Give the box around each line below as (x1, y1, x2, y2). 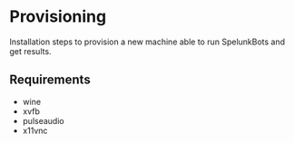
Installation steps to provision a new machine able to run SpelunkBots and (9, 36, 286, 47)
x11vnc (22, 125, 48, 136)
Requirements (9, 72, 91, 88)
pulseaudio (22, 115, 65, 126)
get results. (9, 45, 52, 56)
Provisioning (9, 6, 107, 27)
